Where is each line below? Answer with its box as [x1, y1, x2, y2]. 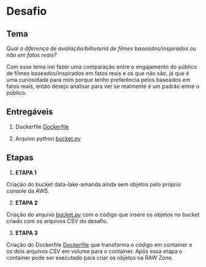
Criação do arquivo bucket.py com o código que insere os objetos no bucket [6, 211, 200, 218]
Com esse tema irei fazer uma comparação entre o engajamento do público [6, 63, 197, 70]
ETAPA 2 [15, 199, 38, 206]
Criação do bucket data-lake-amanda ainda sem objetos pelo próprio [6, 180, 181, 188]
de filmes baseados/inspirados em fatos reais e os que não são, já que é [6, 70, 189, 77]
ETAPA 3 [15, 229, 38, 236]
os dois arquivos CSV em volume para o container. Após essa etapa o [6, 247, 183, 255]
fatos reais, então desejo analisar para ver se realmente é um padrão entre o [6, 82, 200, 90]
